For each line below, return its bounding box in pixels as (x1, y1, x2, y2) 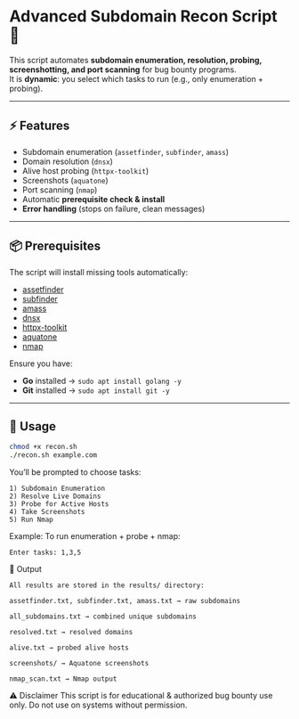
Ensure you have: (9, 358, 73, 369)
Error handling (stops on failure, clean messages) (21, 203, 206, 214)
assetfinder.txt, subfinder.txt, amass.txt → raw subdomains (9, 597, 241, 606)
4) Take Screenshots (9, 508, 86, 517)
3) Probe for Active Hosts (9, 500, 109, 509)
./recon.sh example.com (9, 451, 98, 460)
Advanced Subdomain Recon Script (9, 6, 278, 27)
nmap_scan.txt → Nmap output (9, 674, 117, 683)
